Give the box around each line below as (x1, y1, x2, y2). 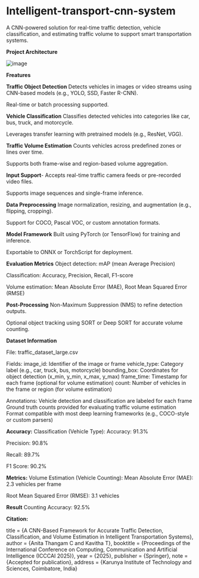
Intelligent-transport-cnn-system (6, 4, 176, 18)
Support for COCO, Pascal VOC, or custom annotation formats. (6, 219, 160, 226)
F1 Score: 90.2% (6, 462, 46, 470)
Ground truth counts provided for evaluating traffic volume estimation (6, 403, 177, 411)
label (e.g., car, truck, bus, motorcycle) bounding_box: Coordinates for (6, 366, 179, 374)
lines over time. (6, 148, 44, 155)
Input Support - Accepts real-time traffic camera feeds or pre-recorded (6, 172, 181, 179)
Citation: (6, 515, 29, 522)
